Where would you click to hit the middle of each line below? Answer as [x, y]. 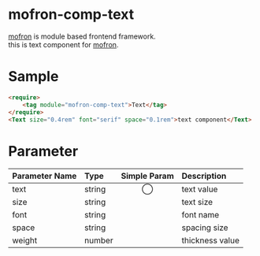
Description [204, 176]
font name [201, 215]
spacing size [205, 228]
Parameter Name [45, 176]
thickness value [211, 240]
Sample [33, 77]
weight [25, 240]
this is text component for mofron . [63, 44]
